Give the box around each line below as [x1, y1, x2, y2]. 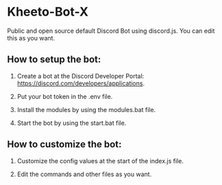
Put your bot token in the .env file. [16, 92, 113, 100]
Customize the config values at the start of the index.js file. [16, 156, 184, 165]
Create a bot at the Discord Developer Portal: [16, 72, 145, 80]
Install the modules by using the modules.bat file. [16, 105, 156, 113]
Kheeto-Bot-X [7, 4, 89, 20]
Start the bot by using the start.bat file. [16, 119, 127, 127]
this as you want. [7, 33, 56, 42]
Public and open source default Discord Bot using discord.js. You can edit [7, 27, 215, 35]
